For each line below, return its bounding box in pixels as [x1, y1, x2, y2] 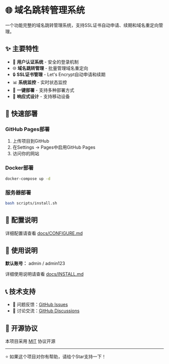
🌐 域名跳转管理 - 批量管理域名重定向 [12, 65, 89, 71]
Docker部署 [5, 164, 34, 171]
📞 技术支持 [5, 287, 36, 296]
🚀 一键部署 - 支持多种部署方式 [12, 87, 74, 93]
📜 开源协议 [5, 324, 38, 332]
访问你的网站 [12, 151, 39, 157]
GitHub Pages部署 [5, 126, 50, 133]
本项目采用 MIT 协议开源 [5, 338, 56, 344]
